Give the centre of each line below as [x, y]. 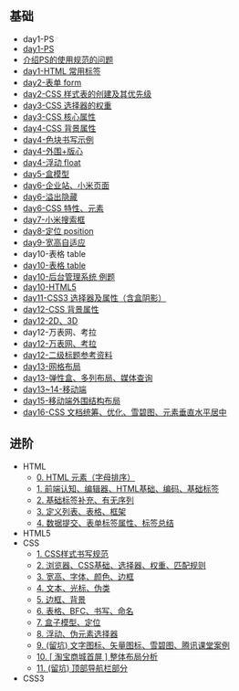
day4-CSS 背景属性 [59, 128]
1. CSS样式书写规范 [73, 553]
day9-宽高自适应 [54, 242]
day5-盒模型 [46, 174]
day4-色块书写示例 [58, 139]
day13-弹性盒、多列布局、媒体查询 [88, 377]
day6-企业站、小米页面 [66, 185]
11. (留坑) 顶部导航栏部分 [82, 668]
